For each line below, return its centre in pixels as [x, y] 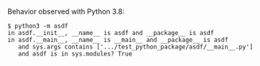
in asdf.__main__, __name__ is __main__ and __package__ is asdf [118, 40]
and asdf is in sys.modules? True [75, 54]
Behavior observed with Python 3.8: [66, 12]
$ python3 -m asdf [38, 26]
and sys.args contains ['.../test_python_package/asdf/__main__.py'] [136, 47]
